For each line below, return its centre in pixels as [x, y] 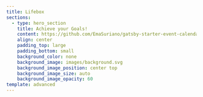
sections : [19, 17]
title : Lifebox [25, 12]
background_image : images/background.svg [70, 62]
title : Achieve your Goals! [52, 29]
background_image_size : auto [54, 74]
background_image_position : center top [67, 68]
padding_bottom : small [46, 51]
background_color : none [47, 57]
